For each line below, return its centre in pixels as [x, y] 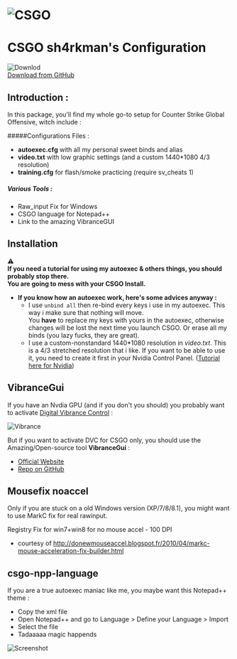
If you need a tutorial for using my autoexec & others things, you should [115, 268]
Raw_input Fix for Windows [57, 206]
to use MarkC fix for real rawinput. [57, 516]
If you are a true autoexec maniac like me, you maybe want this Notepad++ [117, 591]
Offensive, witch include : [44, 122]
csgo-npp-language [53, 573]
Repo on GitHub [41, 468]
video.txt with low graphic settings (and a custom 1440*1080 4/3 [114, 157]
